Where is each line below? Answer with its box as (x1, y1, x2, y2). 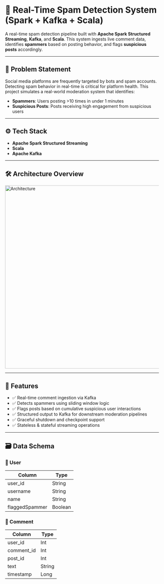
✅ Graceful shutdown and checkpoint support (12, 417, 105, 423)
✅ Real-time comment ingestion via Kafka (12, 395, 97, 401)
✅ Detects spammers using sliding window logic (12, 400, 110, 406)
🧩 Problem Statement (5, 65, 71, 74)
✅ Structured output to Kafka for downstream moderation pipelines (12, 411, 147, 417)
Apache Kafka (12, 150, 42, 156)
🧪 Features (5, 382, 39, 390)
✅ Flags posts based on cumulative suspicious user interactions (12, 406, 141, 412)
